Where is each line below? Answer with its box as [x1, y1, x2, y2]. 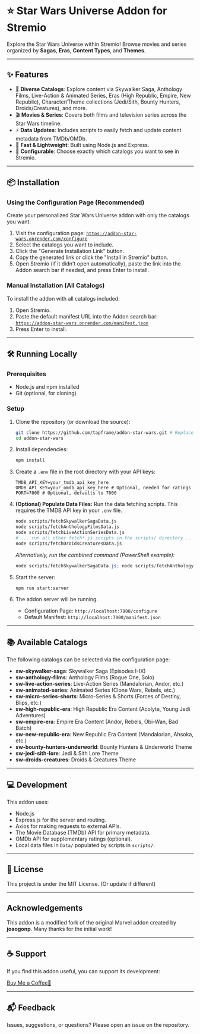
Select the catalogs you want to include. [15, 241, 114, 248]
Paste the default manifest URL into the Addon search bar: [15, 313, 158, 320]
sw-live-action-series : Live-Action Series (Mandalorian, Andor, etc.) [15, 680, 184, 688]
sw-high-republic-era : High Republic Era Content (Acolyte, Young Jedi [15, 705, 191, 713]
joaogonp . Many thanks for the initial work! [7, 925, 112, 932]
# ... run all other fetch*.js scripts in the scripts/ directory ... [15, 535, 194, 541]
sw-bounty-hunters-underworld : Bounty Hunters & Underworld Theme [15, 744, 192, 751]
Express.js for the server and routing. [15, 816, 106, 824]
